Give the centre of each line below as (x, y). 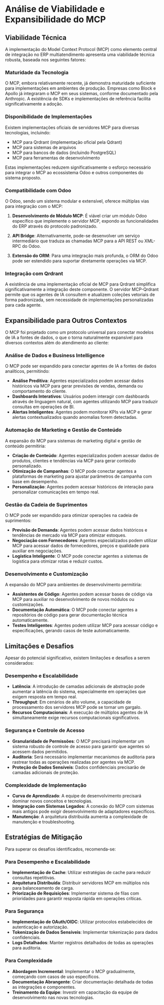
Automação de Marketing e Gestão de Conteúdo (63, 430)
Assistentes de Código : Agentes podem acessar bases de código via (82, 594)
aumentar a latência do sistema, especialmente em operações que (79, 692)
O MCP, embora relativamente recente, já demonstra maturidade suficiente (81, 83)
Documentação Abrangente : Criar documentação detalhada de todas (83, 981)
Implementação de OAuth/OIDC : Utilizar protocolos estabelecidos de (82, 922)
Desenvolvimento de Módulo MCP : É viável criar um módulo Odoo (80, 216)
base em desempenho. (35, 481)
